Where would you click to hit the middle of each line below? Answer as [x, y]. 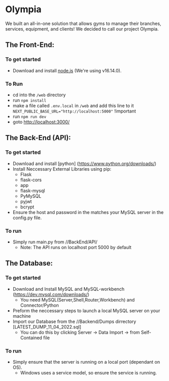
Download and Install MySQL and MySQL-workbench [68, 289]
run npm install [30, 100]
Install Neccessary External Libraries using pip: [62, 169]
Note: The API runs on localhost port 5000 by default [76, 247]
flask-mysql [33, 190]
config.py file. [27, 217]
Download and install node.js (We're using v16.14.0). [67, 70]
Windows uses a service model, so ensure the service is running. [89, 372]
